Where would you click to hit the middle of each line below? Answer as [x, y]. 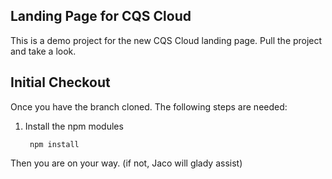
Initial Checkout [60, 82]
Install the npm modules [74, 126]
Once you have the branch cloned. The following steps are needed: [149, 106]
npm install [54, 144]
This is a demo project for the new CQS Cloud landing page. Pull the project [166, 40]
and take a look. [43, 51]
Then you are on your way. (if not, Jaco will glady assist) [126, 163]
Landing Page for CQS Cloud [101, 16]
